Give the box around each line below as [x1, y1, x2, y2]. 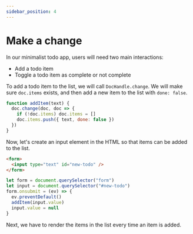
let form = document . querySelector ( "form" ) [6, 177, 115, 183]
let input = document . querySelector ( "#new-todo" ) [6, 183, 131, 189]
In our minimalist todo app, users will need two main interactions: [6, 54, 164, 61]
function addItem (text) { [6, 100, 69, 106]
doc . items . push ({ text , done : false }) [16, 117, 115, 123]
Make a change [6, 34, 82, 47]
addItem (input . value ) [11, 199, 65, 205]
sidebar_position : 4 [6, 8, 57, 15]
